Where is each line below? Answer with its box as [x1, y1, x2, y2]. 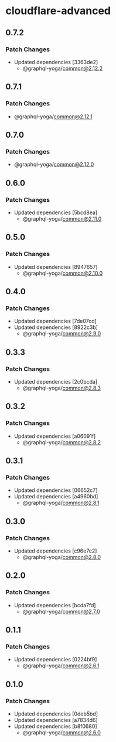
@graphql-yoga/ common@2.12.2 [22, 65, 103, 72]
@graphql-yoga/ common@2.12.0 [13, 161, 94, 168]
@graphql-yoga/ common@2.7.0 [22, 608, 100, 615]
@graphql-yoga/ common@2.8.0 [22, 554, 101, 561]
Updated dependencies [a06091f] [13, 432, 96, 440]
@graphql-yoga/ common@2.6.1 [22, 662, 100, 669]
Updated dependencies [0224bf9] [13, 656, 97, 663]
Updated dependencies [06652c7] [13, 487, 98, 494]
